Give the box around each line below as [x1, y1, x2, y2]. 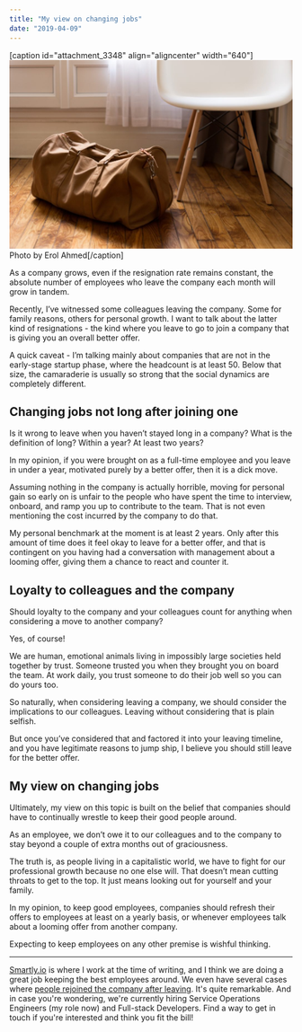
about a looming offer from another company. [9, 922, 178, 932]
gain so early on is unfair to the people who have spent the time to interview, [9, 491, 292, 502]
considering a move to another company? [9, 616, 164, 627]
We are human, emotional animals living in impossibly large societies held [9, 651, 281, 662]
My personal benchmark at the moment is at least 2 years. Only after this [9, 528, 280, 539]
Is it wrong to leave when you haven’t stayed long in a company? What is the [9, 428, 293, 439]
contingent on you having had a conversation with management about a [9, 547, 276, 558]
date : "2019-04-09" [9, 23, 83, 33]
